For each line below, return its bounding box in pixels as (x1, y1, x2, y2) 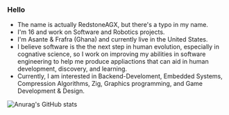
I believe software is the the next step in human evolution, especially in (17, 43, 220, 51)
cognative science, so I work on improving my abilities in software (17, 50, 206, 58)
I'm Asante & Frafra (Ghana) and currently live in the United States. (17, 35, 208, 44)
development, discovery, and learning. (17, 64, 127, 73)
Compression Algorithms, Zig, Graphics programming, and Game (17, 80, 203, 88)
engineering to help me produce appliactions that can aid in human (17, 57, 210, 66)
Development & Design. (17, 87, 85, 95)
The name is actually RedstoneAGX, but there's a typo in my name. (17, 21, 208, 29)
